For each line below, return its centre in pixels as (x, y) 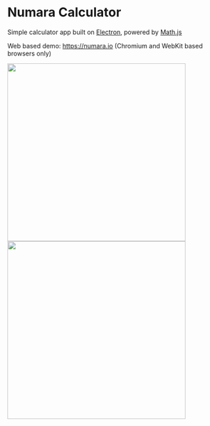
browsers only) (30, 53)
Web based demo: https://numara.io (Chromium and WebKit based (105, 46)
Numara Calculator (64, 12)
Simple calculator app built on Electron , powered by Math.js (95, 32)
